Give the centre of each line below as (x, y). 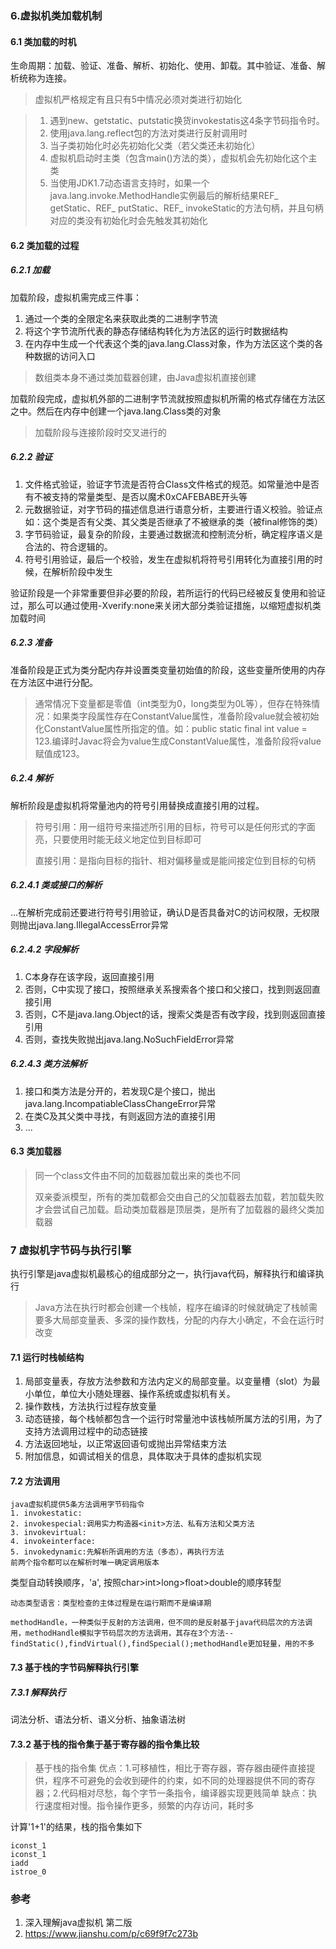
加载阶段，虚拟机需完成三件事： (76, 297)
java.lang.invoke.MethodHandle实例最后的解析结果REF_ (164, 196)
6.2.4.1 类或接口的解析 (56, 885)
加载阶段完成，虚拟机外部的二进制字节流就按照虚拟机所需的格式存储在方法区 (168, 398)
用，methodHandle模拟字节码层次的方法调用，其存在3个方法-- (122, 1633)
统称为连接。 (45, 78)
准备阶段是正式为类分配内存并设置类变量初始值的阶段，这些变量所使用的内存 (168, 669)
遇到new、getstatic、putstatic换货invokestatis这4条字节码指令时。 (187, 121)
